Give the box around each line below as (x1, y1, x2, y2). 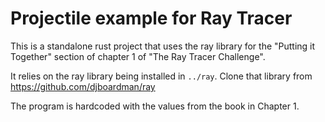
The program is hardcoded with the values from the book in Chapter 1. (10, 100, 300, 112)
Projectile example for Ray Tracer (10, 7, 293, 30)
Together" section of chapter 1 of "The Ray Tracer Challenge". (10, 50, 266, 62)
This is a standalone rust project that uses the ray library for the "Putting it (10, 40, 316, 52)
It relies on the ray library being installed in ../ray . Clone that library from (10, 70, 313, 82)
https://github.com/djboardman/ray (10, 80, 156, 92)
